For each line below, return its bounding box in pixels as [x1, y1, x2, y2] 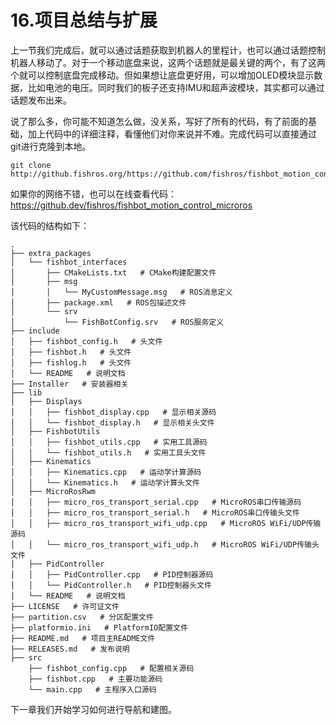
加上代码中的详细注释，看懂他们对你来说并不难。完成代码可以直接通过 [27, 127, 317, 140]
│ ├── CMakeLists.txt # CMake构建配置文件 [10, 267, 217, 278]
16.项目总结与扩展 [10, 9, 158, 32]
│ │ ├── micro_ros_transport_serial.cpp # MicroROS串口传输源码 [10, 497, 302, 507]
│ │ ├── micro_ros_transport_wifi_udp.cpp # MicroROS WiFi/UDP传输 [10, 518, 322, 528]
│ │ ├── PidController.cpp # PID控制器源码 [10, 569, 214, 580]
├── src [10, 652, 43, 663]
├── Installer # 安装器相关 [10, 379, 129, 389]
